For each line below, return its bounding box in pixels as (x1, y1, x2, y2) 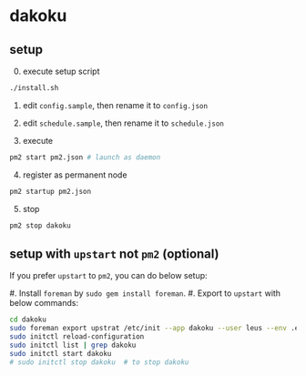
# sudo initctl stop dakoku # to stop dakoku (9, 357, 189, 367)
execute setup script (22, 66, 100, 76)
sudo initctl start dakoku (9, 349, 112, 358)
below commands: (9, 298, 79, 309)
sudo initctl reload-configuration (9, 332, 145, 341)
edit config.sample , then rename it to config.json (22, 99, 208, 110)
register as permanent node (22, 169, 127, 180)
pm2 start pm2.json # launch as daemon (9, 152, 161, 162)
